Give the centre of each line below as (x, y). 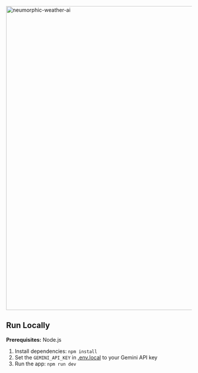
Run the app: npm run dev (45, 364)
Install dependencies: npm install (56, 351)
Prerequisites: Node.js (34, 339)
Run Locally (28, 325)
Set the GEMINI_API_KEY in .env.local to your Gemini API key (86, 357)
